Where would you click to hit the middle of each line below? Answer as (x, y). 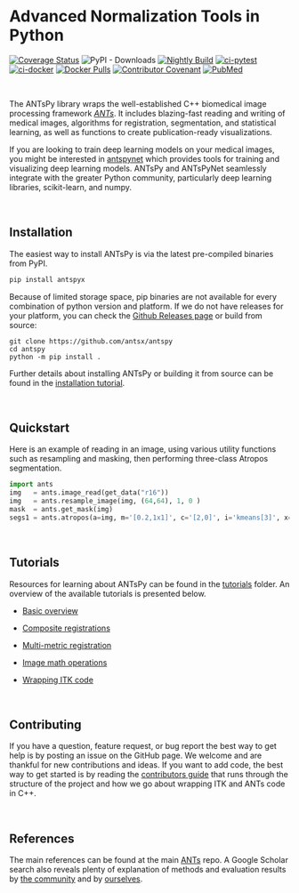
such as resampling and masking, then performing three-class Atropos (139, 459)
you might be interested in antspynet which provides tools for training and (145, 158)
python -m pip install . (55, 357)
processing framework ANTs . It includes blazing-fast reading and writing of (147, 113)
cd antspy (28, 349)
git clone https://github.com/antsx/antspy (91, 341)
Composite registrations (66, 628)
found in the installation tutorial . (67, 382)
